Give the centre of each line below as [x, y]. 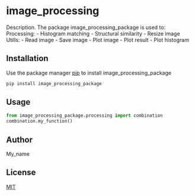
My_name [18, 154]
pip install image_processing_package [54, 83]
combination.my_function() [39, 121]
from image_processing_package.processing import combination [84, 116]
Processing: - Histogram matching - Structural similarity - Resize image [93, 33]
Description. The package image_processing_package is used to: [86, 27]
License [21, 173]
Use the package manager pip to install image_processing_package [89, 73]
